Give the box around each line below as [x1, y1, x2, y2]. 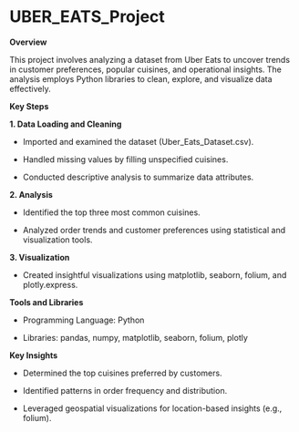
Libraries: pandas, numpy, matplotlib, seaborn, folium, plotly [22, 332, 249, 343]
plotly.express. [22, 279, 78, 290]
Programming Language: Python [22, 314, 145, 325]
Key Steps [9, 100, 49, 111]
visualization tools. [22, 234, 93, 245]
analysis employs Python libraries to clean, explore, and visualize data [9, 73, 273, 84]
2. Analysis [9, 189, 53, 200]
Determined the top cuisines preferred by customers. [22, 367, 222, 378]
